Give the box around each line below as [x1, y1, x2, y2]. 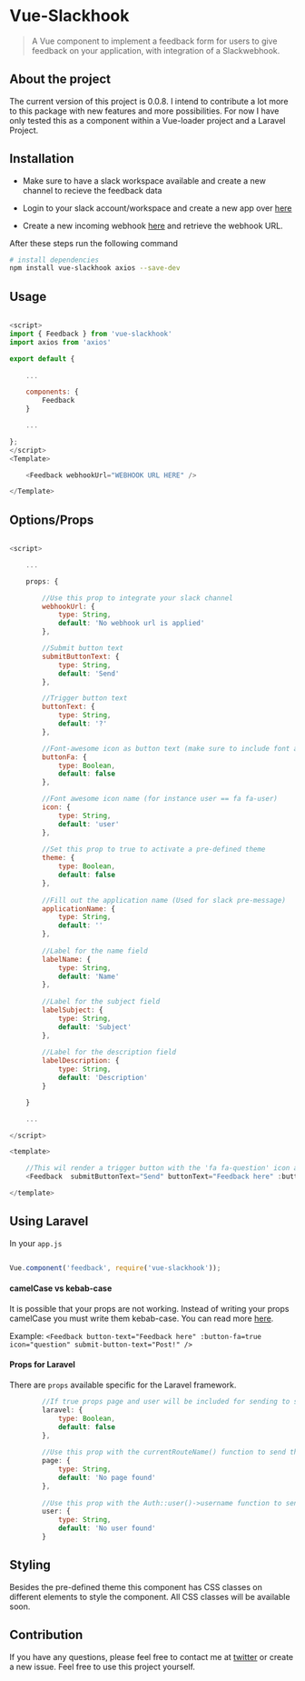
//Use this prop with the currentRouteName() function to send [42, 1447, 286, 1457]
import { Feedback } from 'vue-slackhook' [9, 329, 172, 338]
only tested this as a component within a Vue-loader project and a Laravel [9, 115, 286, 125]
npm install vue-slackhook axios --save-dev [9, 264, 181, 273]
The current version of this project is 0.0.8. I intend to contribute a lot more [9, 95, 289, 106]
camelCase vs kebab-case [9, 1283, 113, 1294]
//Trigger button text [42, 694, 128, 703]
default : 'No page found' [57, 1473, 156, 1482]
